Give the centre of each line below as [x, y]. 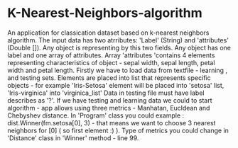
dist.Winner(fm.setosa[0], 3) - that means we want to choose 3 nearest [112, 123]
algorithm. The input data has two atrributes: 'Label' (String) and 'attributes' [118, 40]
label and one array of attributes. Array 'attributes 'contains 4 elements [111, 55]
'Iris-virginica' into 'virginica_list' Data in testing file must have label [106, 93]
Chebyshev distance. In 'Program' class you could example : [96, 115]
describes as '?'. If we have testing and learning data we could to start [110, 100]
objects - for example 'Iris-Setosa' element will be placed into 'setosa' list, [116, 85]
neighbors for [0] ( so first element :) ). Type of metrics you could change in [118, 130]
